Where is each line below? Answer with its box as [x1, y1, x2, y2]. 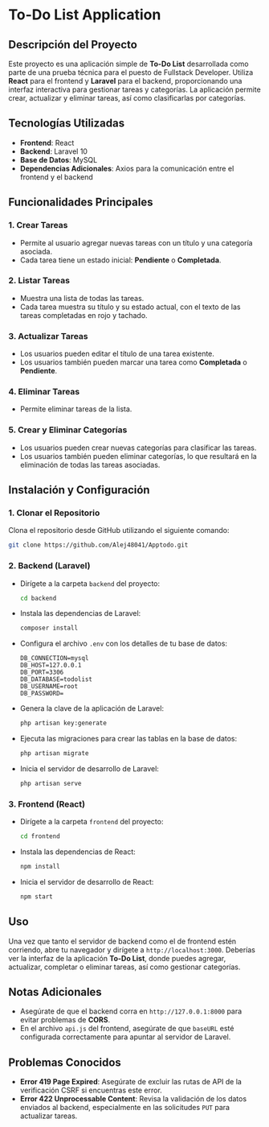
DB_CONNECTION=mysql [19, 654, 89, 663]
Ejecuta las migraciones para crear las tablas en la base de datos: [19, 734, 238, 744]
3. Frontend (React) [8, 799, 86, 810]
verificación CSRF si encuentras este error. [19, 1085, 162, 1096]
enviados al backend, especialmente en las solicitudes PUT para [19, 1103, 230, 1113]
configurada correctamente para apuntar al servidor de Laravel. [19, 1032, 231, 1042]
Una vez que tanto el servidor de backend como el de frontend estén [8, 936, 237, 946]
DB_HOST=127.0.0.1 [19, 662, 82, 670]
